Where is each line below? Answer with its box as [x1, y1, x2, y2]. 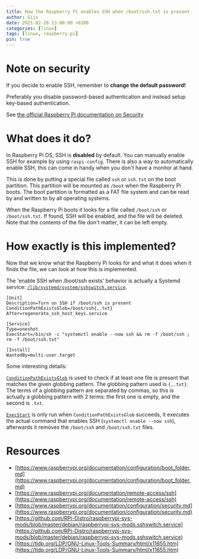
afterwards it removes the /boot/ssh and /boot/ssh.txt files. [6, 423, 154, 431]
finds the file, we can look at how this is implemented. [6, 265, 138, 272]
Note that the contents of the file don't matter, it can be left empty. [6, 218, 168, 226]
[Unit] [6, 295, 23, 301]
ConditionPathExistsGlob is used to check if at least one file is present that [6, 374, 189, 381]
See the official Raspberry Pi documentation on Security [6, 111, 144, 118]
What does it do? [6, 132, 91, 146]
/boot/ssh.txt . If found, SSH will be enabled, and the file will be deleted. [6, 212, 184, 219]
